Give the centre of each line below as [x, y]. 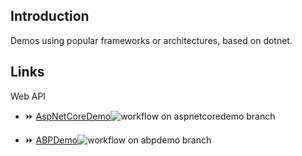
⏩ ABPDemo [51, 140]
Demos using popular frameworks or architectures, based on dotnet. [151, 40]
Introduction [50, 16]
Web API [28, 96]
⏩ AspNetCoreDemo [68, 116]
